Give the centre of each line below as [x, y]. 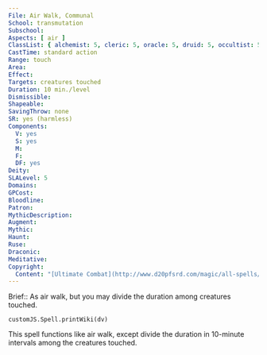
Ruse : [17, 245]
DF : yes [28, 164]
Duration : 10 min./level [49, 89]
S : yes [26, 141]
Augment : [23, 222]
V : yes [26, 133]
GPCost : [21, 193]
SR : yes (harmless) [41, 119]
